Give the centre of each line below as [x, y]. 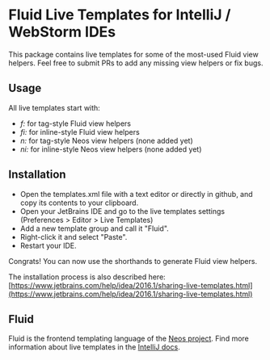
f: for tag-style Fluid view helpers [76, 123]
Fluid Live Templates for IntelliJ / [120, 15]
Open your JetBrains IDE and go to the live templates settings [122, 211]
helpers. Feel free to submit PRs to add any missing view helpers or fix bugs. [136, 63]
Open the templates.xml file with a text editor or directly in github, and [136, 194]
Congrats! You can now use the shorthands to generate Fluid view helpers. [133, 261]
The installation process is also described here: [87, 277]
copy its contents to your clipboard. [79, 203]
